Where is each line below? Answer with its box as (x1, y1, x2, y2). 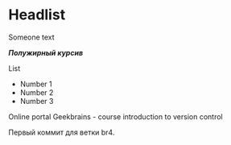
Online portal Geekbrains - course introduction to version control (8, 111, 223, 122)
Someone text (8, 32, 55, 42)
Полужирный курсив (8, 48, 83, 57)
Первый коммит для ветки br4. (8, 127, 115, 137)
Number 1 (19, 79, 52, 89)
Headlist (8, 6, 66, 24)
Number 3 (19, 96, 54, 106)
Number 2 (19, 87, 54, 97)
